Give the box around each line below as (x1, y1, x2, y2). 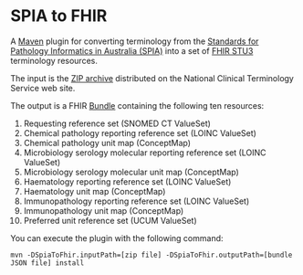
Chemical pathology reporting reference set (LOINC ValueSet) (23, 127, 256, 138)
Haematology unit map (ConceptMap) (23, 185, 166, 196)
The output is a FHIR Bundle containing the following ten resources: (10, 100, 265, 111)
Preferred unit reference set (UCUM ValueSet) (23, 215, 197, 226)
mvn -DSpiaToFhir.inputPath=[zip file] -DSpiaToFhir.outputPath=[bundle (10, 250, 293, 259)
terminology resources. (10, 55, 99, 66)
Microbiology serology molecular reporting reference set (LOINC (23, 147, 266, 158)
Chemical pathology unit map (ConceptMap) (23, 137, 191, 148)
